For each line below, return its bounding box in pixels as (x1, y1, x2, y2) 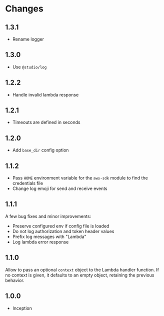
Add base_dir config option (12, 147, 69, 153)
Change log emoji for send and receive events (12, 185, 107, 191)
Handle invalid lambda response (12, 91, 79, 97)
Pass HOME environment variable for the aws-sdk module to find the (12, 175, 148, 181)
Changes (5, 3, 43, 14)
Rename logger (12, 36, 44, 42)
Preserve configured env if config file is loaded (12, 223, 109, 229)
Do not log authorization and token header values (12, 228, 114, 234)
